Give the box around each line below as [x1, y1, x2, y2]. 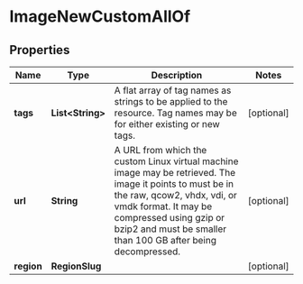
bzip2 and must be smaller [114, 223, 227, 235]
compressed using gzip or [114, 212, 225, 224]
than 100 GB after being [114, 234, 216, 246]
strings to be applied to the [114, 96, 228, 107]
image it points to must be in [114, 178, 234, 190]
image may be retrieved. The [114, 167, 236, 179]
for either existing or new [114, 118, 221, 130]
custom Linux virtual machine [114, 155, 239, 168]
